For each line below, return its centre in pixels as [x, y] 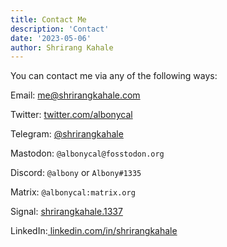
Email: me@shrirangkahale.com [75, 95]
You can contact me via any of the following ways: [114, 76]
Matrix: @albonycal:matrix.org [73, 192]
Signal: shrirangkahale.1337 [66, 212]
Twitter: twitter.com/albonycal [71, 115]
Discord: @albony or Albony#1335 [76, 173]
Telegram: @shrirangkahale [67, 134]
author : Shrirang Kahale [62, 47]
